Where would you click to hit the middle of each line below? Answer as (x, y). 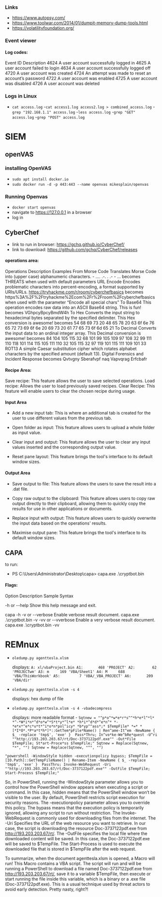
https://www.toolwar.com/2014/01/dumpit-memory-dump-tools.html (80, 23)
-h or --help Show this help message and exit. (51, 605)
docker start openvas (34, 208)
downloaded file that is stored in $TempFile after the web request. (71, 849)
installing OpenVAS (28, 168)
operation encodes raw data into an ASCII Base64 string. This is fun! (73, 307)
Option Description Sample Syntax (39, 596)
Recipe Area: (18, 370)
